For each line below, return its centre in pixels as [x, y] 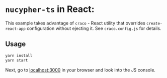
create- [154, 23]
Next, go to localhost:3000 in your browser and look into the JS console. [80, 70]
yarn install [19, 55]
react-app [16, 28]
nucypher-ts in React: [50, 9]
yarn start [17, 60]
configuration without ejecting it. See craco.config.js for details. [94, 28]
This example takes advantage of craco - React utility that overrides [75, 23]
